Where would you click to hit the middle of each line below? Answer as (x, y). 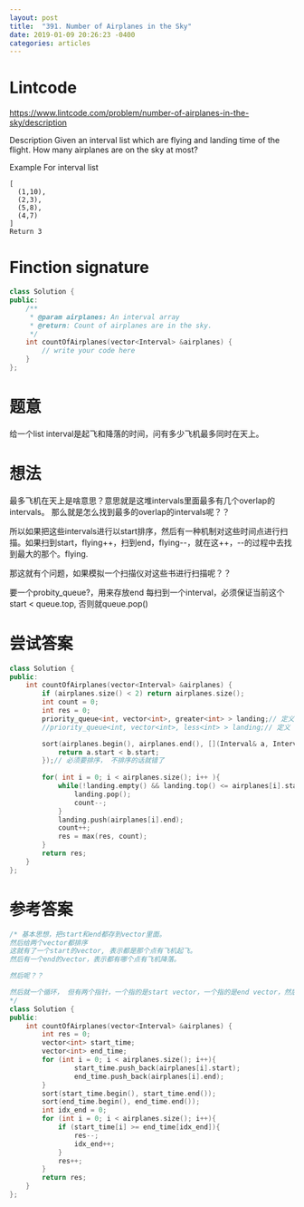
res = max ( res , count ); (102, 837)
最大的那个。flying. (52, 553)
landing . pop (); (102, 794)
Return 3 (26, 232)
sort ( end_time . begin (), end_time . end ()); (121, 1102)
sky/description (38, 122)
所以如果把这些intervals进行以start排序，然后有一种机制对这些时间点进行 (145, 530)
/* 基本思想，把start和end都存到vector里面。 (88, 934)
